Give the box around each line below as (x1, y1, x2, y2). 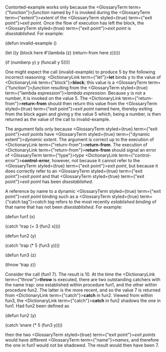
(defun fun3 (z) (5, 252, 36, 258)
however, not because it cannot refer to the (52, 158, 140, 163)
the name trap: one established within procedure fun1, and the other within (5, 282, 158, 288)
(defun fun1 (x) (5, 214, 36, 220)
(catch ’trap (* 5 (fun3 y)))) (5, 242, 60, 248)
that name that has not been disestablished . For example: (5, 204, 122, 210)
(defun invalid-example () (5, 40, 57, 46)
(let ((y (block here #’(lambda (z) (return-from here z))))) (5, 50, 120, 56)
